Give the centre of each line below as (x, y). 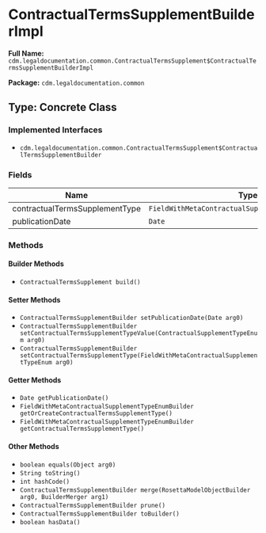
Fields (20, 174)
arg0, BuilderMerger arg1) (64, 497)
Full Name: (26, 53)
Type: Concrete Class (63, 107)
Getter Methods (35, 380)
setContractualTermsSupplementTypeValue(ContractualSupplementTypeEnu (139, 333)
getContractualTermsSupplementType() (82, 429)
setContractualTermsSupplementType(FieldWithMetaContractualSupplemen (139, 356)
